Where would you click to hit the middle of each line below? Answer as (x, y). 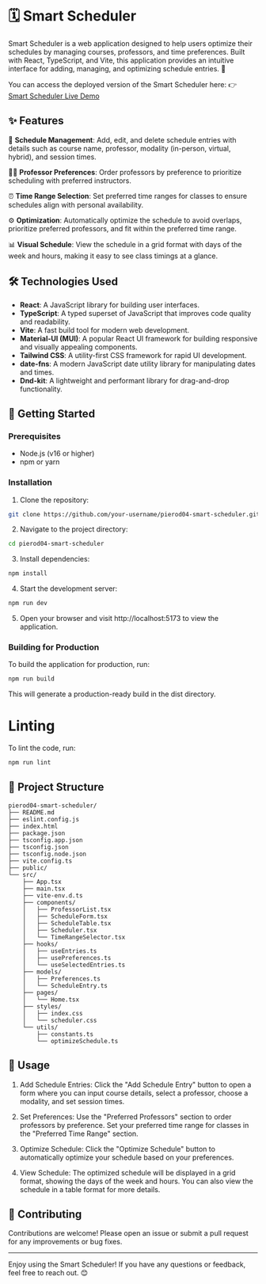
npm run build (32, 679)
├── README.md (32, 812)
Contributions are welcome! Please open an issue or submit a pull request (129, 1233)
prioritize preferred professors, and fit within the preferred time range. (123, 228)
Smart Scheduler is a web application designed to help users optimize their (131, 43)
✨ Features (36, 121)
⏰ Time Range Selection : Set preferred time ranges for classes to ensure (128, 196)
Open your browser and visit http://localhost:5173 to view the (119, 619)
